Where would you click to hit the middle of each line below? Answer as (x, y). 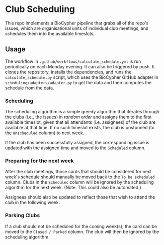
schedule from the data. (30, 88)
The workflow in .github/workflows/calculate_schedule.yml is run (73, 61)
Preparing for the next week (40, 161)
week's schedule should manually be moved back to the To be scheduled (80, 177)
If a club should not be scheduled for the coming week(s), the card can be (81, 226)
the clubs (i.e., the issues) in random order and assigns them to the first (78, 117)
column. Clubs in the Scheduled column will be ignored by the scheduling (80, 182)
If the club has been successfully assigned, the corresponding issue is (77, 143)
